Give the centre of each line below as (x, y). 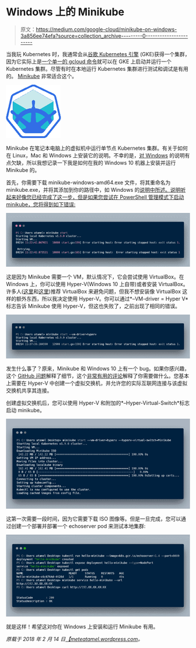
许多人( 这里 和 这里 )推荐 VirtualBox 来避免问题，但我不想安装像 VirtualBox (94, 292)
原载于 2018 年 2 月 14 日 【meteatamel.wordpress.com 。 (75, 639)
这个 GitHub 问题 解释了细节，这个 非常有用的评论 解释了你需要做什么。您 (92, 376)
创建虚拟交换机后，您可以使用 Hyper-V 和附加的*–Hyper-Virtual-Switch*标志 (98, 403)
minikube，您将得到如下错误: (41, 204)
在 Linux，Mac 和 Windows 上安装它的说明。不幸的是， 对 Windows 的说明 (95, 155)
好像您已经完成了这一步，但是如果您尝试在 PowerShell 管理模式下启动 (100, 197)
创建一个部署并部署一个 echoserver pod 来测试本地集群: (78, 526)
